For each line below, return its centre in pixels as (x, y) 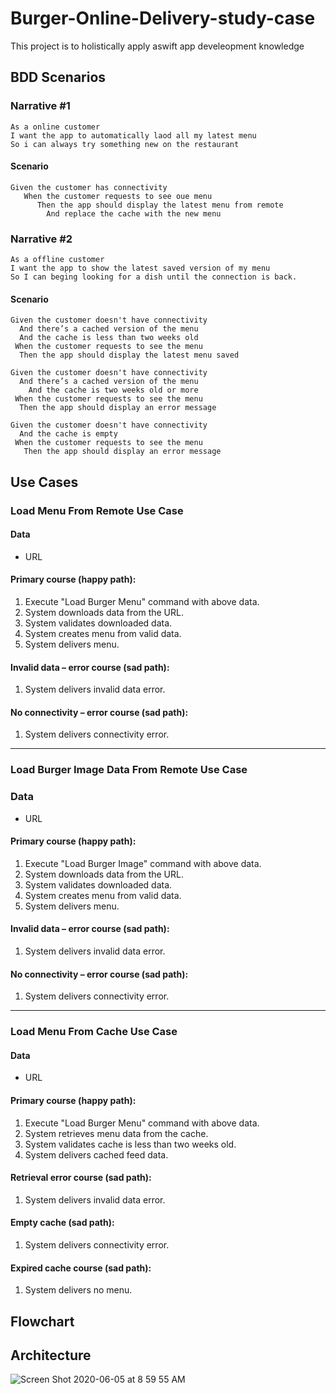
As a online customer (55, 127)
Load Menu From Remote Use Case (97, 510)
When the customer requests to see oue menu (118, 196)
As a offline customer (57, 260)
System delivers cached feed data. (96, 1154)
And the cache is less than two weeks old (109, 338)
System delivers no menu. (78, 1290)
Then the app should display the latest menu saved (129, 355)
